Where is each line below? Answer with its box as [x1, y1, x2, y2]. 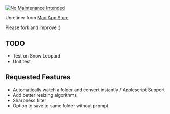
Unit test [12, 58, 31, 64]
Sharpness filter [12, 97, 47, 103]
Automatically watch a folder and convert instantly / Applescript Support [12, 87, 165, 93]
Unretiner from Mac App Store [5, 15, 69, 20]
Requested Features [5, 73, 71, 81]
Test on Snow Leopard [12, 52, 60, 59]
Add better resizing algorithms [12, 92, 77, 98]
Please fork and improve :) [5, 24, 61, 31]
